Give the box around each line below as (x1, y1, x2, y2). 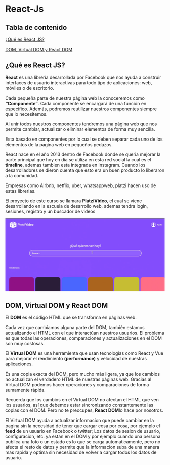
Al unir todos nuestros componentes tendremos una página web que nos (5, 121, 157, 127)
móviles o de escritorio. (5, 85, 54, 91)
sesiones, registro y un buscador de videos (5, 208, 96, 214)
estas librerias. (5, 188, 36, 194)
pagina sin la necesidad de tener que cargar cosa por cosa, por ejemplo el (5, 423, 160, 429)
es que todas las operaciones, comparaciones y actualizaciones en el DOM (5, 335, 162, 341)
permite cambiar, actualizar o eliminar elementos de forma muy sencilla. (5, 126, 155, 132)
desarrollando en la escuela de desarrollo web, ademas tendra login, (5, 203, 148, 209)
